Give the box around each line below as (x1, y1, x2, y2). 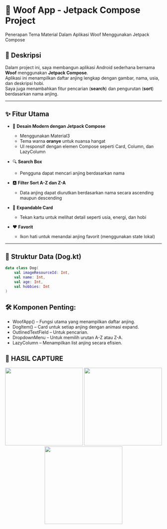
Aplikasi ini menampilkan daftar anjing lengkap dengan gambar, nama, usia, (5, 75, 160, 81)
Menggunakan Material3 (19, 133, 70, 139)
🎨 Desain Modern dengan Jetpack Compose (12, 123, 106, 129)
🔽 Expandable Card (12, 204, 53, 210)
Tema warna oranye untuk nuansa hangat (19, 138, 106, 144)
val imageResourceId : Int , (14, 270, 70, 275)
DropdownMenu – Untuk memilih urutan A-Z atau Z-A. (12, 335, 123, 341)
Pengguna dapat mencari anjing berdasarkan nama (19, 170, 125, 176)
